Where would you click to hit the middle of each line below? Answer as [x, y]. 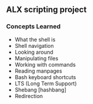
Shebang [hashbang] [41, 90]
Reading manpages [38, 71]
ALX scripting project [46, 10]
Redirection [29, 96]
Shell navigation [34, 45]
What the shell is [35, 39]
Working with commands [45, 64]
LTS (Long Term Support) [46, 83]
